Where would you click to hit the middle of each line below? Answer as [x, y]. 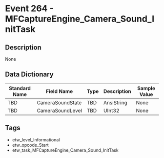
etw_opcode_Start [30, 145]
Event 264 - [29, 9]
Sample [146, 88]
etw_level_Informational [36, 139]
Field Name [60, 91]
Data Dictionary [29, 75]
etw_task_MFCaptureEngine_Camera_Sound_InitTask [65, 150]
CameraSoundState [59, 102]
